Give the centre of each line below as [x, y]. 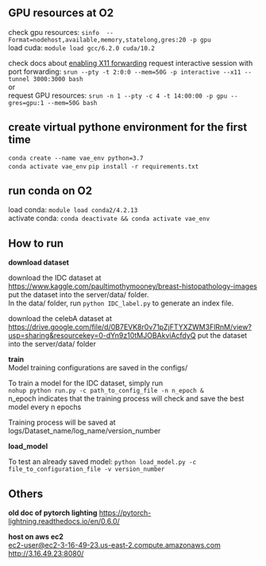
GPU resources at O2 [61, 13]
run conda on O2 [50, 191]
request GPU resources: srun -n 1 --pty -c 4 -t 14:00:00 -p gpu [118, 95]
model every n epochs [45, 407]
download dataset [39, 262]
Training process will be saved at [62, 423]
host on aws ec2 [36, 537]
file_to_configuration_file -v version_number [87, 469]
